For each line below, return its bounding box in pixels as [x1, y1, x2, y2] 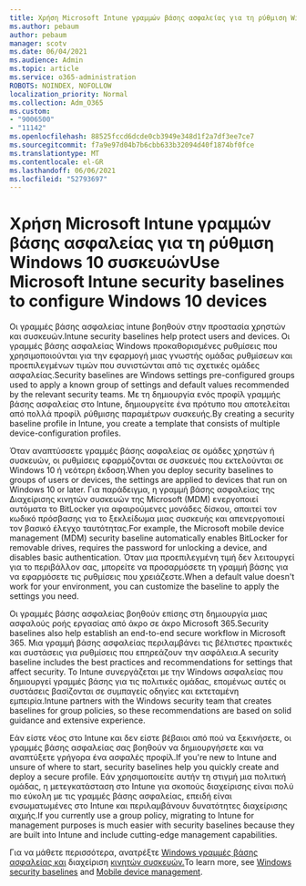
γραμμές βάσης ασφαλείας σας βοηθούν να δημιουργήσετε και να [9, 742, 264, 753]
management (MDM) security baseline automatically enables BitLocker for [9, 532, 289, 543]
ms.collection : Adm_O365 [9, 98, 104, 108]
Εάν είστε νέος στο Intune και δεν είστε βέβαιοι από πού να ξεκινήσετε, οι [9, 733, 291, 744]
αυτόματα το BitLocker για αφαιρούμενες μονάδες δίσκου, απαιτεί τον [9, 503, 278, 515]
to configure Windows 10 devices [9, 291, 268, 312]
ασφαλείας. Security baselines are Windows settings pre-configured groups [9, 370, 295, 381]
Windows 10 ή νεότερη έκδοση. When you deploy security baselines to [9, 465, 274, 476]
